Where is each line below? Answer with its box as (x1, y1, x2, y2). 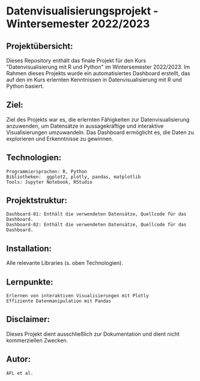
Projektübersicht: (6, 41, 73, 51)
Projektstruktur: (6, 196, 68, 206)
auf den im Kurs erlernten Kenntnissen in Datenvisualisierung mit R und (6, 76, 182, 83)
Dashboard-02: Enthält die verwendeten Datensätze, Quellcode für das (6, 221, 187, 228)
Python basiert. (6, 82, 44, 90)
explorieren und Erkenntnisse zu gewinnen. (6, 135, 114, 142)
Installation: (6, 243, 52, 253)
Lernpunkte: (6, 277, 53, 287)
